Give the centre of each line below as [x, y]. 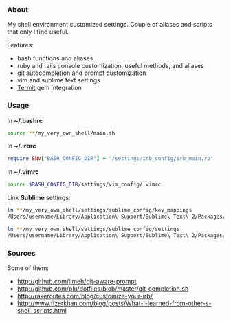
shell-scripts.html [42, 311]
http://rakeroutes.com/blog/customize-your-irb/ [85, 296]
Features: [21, 45]
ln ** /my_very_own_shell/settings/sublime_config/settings [93, 229]
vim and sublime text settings [59, 80]
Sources [21, 253]
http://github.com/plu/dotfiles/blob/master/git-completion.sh [103, 289]
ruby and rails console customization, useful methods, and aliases [110, 66]
